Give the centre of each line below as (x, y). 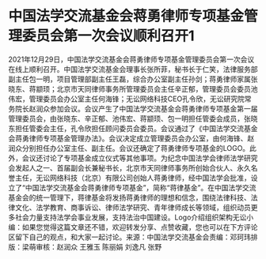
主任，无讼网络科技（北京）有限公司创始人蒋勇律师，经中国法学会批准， (133, 178)
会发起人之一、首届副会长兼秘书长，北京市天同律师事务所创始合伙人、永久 (129, 167)
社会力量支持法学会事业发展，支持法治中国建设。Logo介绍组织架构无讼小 (134, 217)
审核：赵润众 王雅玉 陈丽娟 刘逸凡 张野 (99, 246)
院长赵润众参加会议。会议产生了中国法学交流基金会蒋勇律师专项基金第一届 (136, 108)
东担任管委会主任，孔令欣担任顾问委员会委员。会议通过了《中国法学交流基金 (133, 128)
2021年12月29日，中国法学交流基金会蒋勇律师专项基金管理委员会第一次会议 (131, 59)
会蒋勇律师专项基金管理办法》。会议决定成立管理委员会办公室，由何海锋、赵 (131, 138)
